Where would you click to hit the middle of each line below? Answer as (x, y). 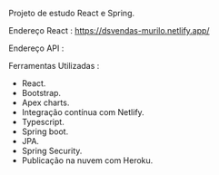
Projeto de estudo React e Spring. (72, 13)
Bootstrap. (41, 93)
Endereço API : (36, 48)
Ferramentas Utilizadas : (54, 66)
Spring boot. (45, 131)
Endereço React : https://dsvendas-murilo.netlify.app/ (109, 30)
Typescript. (43, 122)
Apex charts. (45, 102)
